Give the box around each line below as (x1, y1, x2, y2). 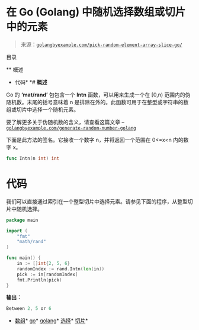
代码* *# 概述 (14, 78, 47, 86)
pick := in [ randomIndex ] (17, 271, 78, 277)
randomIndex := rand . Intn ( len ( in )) (17, 266, 105, 272)
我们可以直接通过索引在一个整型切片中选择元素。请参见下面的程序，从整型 (6, 198, 188, 205)
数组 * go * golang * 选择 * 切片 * (14, 317, 88, 324)
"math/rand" (17, 239, 46, 245)
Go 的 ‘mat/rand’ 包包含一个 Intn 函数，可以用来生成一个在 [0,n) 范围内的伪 (6, 91, 191, 98)
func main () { (6, 255, 41, 261)
